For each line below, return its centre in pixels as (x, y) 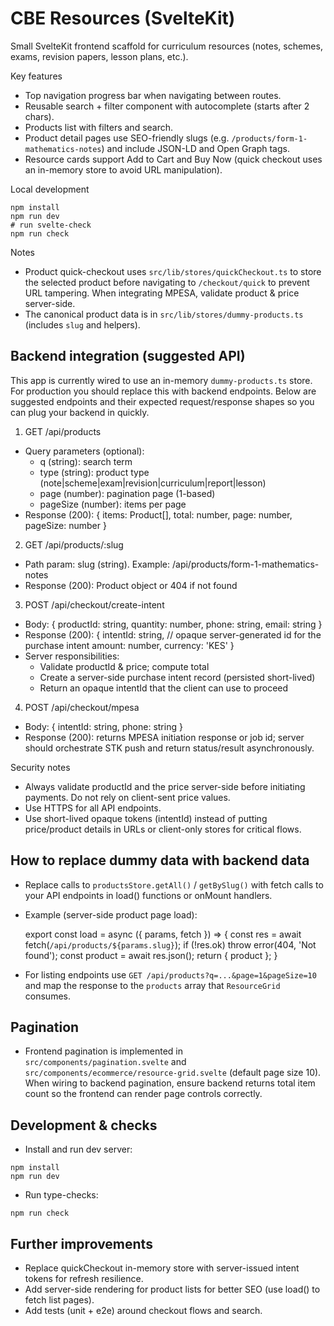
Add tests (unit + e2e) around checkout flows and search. (143, 1310)
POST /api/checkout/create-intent (94, 604)
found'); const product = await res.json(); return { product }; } (151, 955)
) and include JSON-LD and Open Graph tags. (195, 148)
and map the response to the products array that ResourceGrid (152, 985)
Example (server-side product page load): (111, 914)
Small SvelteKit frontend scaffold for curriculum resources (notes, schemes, (166, 46)
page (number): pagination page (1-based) (127, 493)
